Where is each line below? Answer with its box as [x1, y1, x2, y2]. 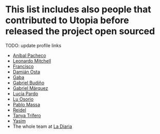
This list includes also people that [5, 4, 151, 15]
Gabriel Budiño [12, 80, 45, 86]
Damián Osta [12, 68, 41, 75]
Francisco [12, 63, 34, 69]
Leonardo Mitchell [12, 58, 51, 64]
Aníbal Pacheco [12, 52, 46, 59]
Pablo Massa [12, 101, 41, 107]
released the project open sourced [5, 26, 155, 37]
